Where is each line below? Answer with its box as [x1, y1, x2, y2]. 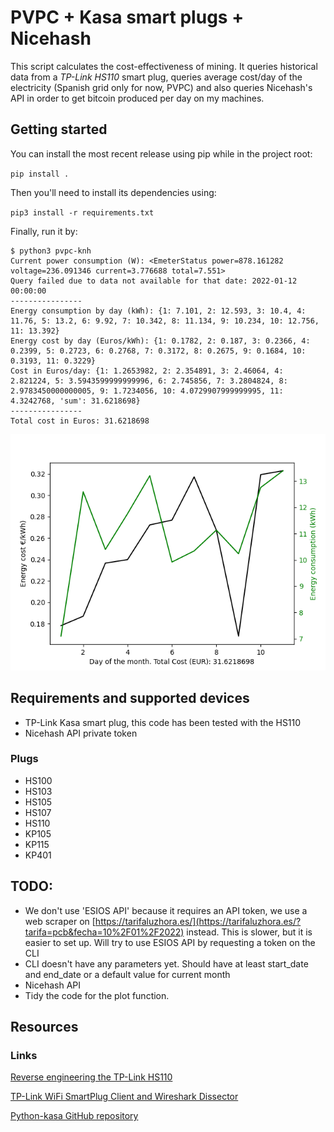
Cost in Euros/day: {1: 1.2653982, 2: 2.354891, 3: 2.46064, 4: [10, 366, 284, 376]
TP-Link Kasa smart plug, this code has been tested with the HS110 [24, 716, 302, 728]
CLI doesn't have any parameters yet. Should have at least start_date [24, 957, 309, 970]
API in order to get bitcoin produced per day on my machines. [10, 92, 265, 104]
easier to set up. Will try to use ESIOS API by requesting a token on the [24, 936, 316, 948]
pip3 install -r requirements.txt [10, 207, 155, 218]
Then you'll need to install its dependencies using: [10, 186, 217, 198]
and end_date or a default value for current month [24, 968, 231, 980]
